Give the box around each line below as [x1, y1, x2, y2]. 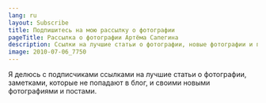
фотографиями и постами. [8, 86, 97, 95]
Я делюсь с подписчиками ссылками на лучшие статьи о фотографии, [8, 70, 247, 79]
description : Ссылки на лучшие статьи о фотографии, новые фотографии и [8, 41, 253, 49]
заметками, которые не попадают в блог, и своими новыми [8, 78, 211, 87]
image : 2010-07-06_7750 [8, 48, 87, 56]
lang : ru [8, 11, 37, 20]
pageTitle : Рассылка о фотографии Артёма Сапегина [8, 33, 179, 42]
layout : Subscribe [8, 19, 69, 27]
